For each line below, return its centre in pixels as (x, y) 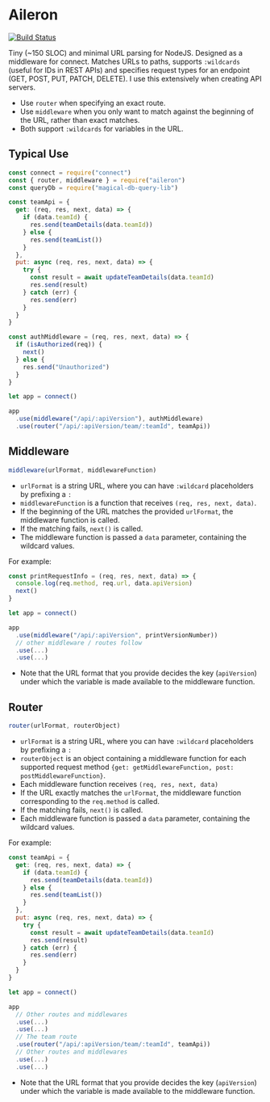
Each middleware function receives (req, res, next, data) (119, 784)
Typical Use (39, 154)
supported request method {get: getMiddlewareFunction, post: (127, 767)
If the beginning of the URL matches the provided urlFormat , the (127, 511)
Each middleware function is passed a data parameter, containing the (135, 818)
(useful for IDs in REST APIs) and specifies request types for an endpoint (129, 69)
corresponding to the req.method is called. (89, 801)
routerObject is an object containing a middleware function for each (133, 758)
